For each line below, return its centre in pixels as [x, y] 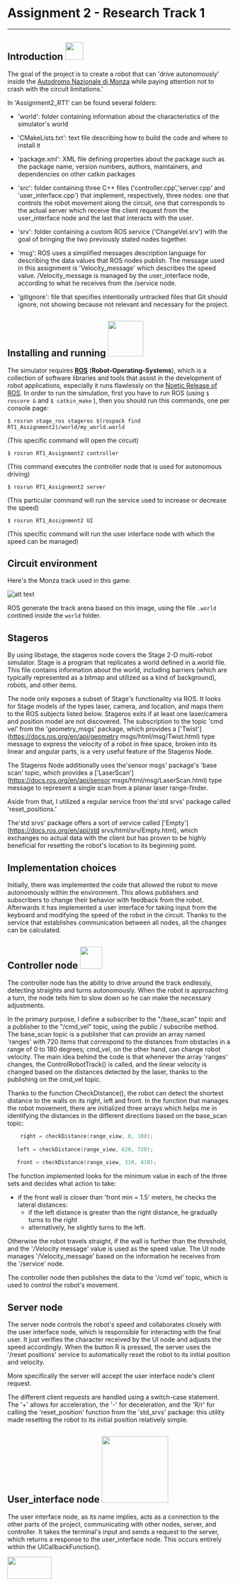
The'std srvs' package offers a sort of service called [84, 823]
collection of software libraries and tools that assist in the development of [114, 378]
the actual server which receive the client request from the [103, 210]
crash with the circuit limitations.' [56, 89]
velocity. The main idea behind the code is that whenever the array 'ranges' [118, 1056]
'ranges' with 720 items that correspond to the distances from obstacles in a [119, 1041]
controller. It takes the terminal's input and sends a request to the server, [113, 1531]
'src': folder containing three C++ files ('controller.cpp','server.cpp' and [121, 188]
